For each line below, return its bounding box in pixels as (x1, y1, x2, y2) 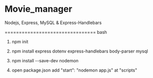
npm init (11, 38, 29, 45)
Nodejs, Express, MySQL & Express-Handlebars (4, 20, 102, 26)
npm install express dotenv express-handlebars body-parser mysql (11, 48, 148, 54)
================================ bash (4, 29, 107, 35)
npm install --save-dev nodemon (11, 57, 79, 63)
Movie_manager (4, 3, 72, 15)
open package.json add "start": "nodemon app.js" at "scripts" (11, 67, 137, 73)
